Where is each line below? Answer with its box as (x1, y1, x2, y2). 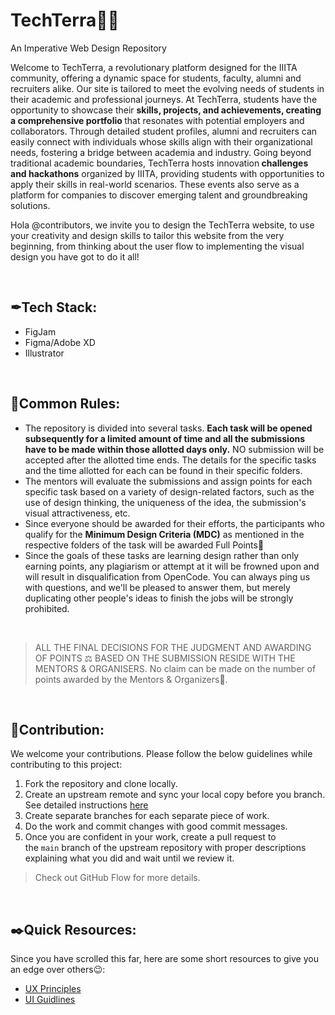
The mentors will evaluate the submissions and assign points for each (24, 475, 313, 487)
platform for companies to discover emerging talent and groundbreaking (10, 189, 308, 201)
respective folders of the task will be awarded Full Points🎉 (24, 539, 265, 551)
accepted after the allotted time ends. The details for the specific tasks (24, 454, 317, 466)
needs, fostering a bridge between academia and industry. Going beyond (10, 146, 312, 158)
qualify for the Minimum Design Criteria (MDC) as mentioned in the (24, 528, 305, 540)
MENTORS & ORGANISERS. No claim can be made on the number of (34, 662, 317, 674)
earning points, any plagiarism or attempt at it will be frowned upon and (24, 560, 320, 572)
